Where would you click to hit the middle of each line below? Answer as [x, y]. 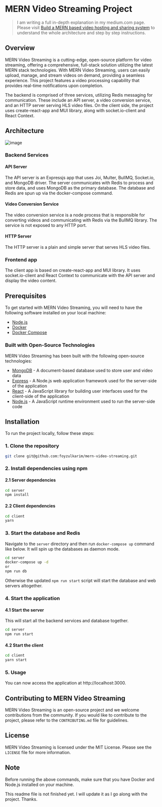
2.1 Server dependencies [30, 480]
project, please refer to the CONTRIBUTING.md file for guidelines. [67, 721]
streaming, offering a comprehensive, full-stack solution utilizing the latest [79, 65]
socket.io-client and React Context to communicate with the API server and [80, 275]
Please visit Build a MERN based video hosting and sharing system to [86, 27]
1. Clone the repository [32, 446]
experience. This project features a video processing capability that [72, 80]
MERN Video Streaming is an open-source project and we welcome [72, 710]
